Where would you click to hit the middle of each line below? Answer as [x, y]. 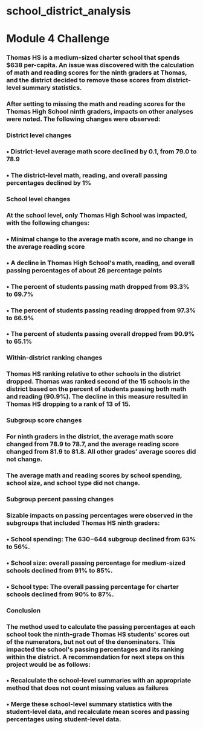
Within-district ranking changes [54, 358]
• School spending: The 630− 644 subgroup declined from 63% [101, 539]
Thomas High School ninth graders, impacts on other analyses [100, 112]
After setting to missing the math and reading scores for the [96, 104]
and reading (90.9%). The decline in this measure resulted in [97, 397]
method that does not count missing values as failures [88, 688]
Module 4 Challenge [58, 39]
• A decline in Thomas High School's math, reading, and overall [101, 263]
